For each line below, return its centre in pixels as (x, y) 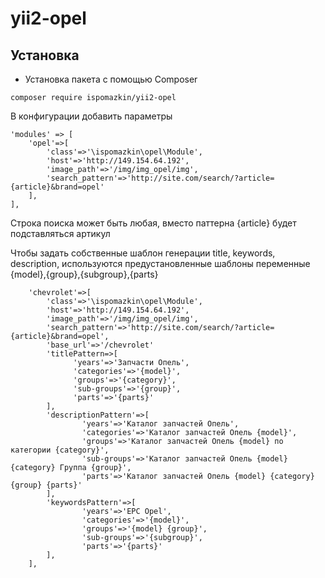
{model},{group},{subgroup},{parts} (84, 274)
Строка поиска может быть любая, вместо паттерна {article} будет (153, 223)
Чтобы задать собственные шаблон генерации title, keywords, (143, 253)
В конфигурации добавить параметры (91, 116)
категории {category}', (60, 450)
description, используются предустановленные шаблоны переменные (160, 263)
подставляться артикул (60, 233)
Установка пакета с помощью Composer (111, 79)
